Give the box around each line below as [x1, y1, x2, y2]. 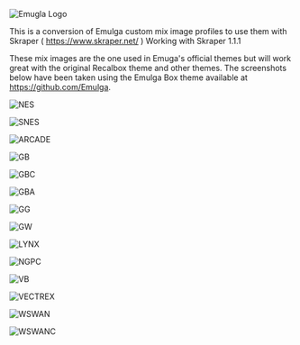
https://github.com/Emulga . [9, 82, 111, 92]
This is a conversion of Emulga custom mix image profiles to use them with [9, 26, 287, 36]
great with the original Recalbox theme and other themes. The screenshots [9, 63, 286, 73]
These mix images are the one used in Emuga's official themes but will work [9, 53, 292, 63]
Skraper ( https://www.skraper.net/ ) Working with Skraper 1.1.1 [9, 36, 241, 46]
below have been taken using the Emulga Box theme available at [9, 72, 248, 83]
